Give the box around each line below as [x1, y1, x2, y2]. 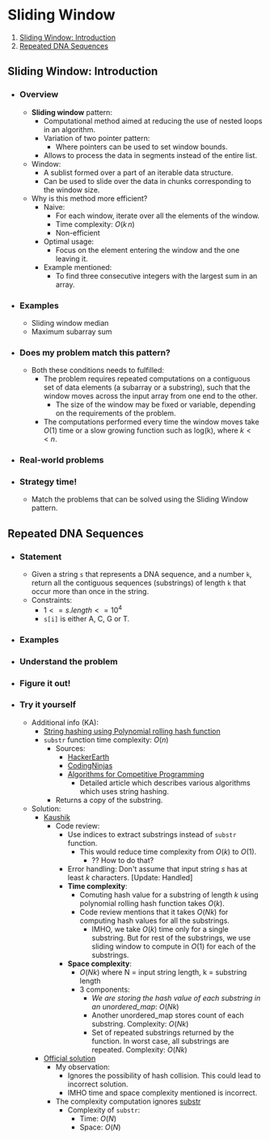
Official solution [43, 1053, 96, 1063]
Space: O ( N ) [79, 1122, 121, 1132]
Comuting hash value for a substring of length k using [79, 890, 259, 899]
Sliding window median [31, 318, 109, 327]
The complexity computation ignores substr [55, 1096, 201, 1106]
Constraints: [31, 596, 73, 605]
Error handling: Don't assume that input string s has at [67, 864, 247, 873]
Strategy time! [19, 476, 78, 488]
